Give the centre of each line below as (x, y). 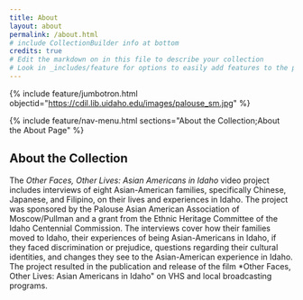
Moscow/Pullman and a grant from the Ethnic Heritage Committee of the (143, 218)
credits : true (36, 51)
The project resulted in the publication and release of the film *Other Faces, (150, 266)
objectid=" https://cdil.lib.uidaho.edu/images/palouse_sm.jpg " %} (130, 103)
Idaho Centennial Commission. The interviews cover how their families (140, 228)
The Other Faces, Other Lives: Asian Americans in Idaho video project (140, 180)
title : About (34, 18)
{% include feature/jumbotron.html (73, 93)
